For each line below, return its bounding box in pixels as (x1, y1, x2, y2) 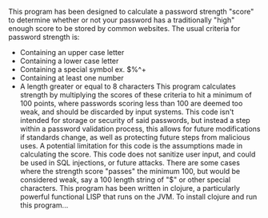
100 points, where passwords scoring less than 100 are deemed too (19, 99, 243, 108)
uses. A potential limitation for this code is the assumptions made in (19, 141, 242, 150)
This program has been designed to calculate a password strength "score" (8, 7, 254, 16)
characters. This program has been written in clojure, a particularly (19, 184, 240, 192)
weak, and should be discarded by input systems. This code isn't (19, 107, 234, 117)
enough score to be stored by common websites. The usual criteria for (8, 24, 241, 33)
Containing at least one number (19, 73, 124, 82)
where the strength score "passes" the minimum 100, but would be (19, 167, 241, 176)
